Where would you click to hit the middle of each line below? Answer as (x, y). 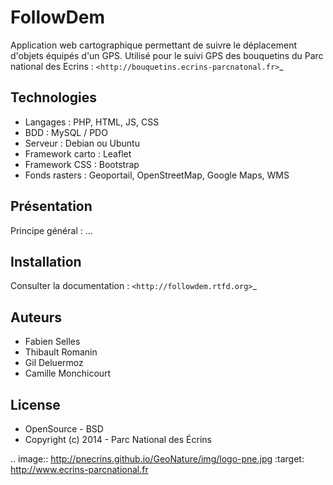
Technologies (54, 97)
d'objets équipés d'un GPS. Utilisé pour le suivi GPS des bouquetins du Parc (167, 55)
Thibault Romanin (61, 352)
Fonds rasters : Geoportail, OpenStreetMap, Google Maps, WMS (157, 175)
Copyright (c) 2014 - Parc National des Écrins (118, 439)
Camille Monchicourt (68, 373)
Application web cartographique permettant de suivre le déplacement (154, 45)
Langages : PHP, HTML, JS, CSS (92, 122)
